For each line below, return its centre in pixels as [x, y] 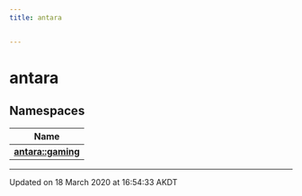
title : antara [36, 18]
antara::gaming [47, 151]
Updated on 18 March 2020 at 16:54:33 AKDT [93, 182]
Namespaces [47, 111]
